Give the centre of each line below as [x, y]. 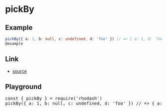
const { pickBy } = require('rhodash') [54, 99]
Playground [23, 86]
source [20, 71]
